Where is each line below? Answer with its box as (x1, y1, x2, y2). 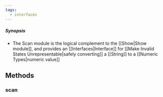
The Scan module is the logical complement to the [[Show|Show (12, 40, 147, 46)
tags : (5, 7, 17, 13)
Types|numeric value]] (12, 57, 60, 63)
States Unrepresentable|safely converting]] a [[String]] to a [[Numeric (12, 51, 158, 57)
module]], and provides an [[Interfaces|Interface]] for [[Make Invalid (12, 46, 154, 52)
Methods (5, 71, 34, 80)
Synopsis (5, 28, 26, 34)
